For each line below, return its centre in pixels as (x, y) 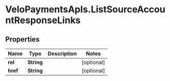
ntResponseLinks (43, 20)
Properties (22, 39)
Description (62, 54)
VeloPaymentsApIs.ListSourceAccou (85, 9)
